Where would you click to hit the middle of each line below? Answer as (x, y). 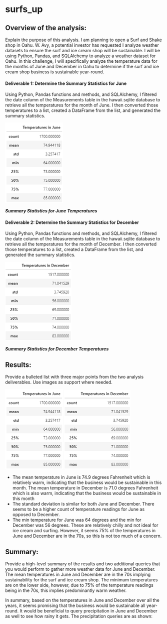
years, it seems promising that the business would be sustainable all (75, 605)
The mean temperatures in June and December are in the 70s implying (78, 575)
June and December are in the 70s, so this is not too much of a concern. (87, 536)
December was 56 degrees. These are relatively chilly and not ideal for (85, 525)
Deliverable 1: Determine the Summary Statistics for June (66, 83)
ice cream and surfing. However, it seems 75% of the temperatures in (84, 531)
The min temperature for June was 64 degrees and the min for (77, 520)
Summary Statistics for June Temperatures (51, 211)
